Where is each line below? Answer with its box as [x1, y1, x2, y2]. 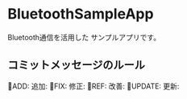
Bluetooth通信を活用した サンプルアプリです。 [7, 32, 158, 42]
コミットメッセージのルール [7, 58, 146, 72]
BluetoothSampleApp [7, 5, 154, 23]
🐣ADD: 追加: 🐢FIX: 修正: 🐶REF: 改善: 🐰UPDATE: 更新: [7, 81, 180, 91]
